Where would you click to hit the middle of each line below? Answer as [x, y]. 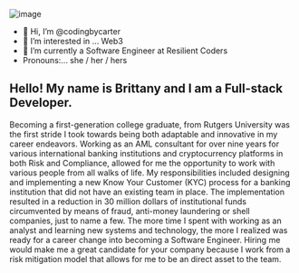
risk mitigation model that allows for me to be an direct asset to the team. [145, 259]
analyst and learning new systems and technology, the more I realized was [149, 230]
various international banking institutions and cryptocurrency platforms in [146, 153]
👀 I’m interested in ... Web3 [73, 41]
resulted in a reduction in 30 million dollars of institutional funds [128, 201]
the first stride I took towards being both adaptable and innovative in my [144, 134]
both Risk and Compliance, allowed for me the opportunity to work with [142, 163]
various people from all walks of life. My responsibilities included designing [149, 173]
